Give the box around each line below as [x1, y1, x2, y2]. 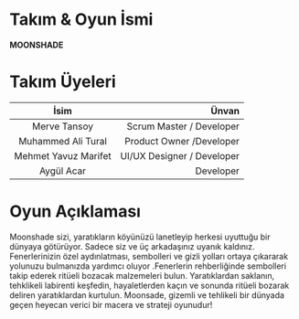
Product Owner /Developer [124, 134, 240, 147]
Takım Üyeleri [9, 71, 116, 92]
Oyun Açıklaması [9, 201, 142, 222]
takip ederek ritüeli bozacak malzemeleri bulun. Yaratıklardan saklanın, [9, 270, 275, 281]
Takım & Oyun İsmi [9, 9, 154, 30]
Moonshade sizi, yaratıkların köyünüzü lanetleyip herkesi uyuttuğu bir [9, 231, 272, 242]
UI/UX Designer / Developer [120, 149, 240, 162]
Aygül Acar [39, 165, 87, 177]
